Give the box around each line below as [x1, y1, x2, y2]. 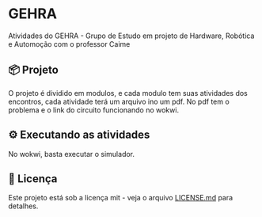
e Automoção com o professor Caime [8, 39, 131, 48]
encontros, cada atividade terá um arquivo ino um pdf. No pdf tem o [8, 97, 230, 106]
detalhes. [8, 201, 39, 211]
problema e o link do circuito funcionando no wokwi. [8, 105, 180, 115]
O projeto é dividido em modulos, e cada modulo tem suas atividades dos [8, 88, 248, 97]
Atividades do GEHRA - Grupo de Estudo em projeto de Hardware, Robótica [8, 31, 255, 40]
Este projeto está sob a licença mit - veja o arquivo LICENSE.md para [8, 193, 234, 203]
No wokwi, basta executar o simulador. [8, 149, 135, 158]
